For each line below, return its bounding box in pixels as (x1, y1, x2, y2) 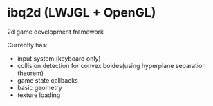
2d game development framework (7, 28, 104, 36)
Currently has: (7, 41, 48, 49)
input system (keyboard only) (17, 54, 102, 63)
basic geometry (17, 83, 62, 92)
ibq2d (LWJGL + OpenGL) (7, 5, 156, 21)
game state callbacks (17, 76, 78, 84)
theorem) (17, 69, 44, 77)
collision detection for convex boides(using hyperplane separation (17, 61, 206, 70)
